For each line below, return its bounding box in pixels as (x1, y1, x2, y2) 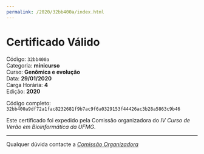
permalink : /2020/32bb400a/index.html (6, 9, 104, 15)
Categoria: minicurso (6, 61, 60, 69)
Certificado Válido (6, 35, 100, 49)
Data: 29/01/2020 (6, 74, 52, 82)
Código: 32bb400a (6, 55, 50, 63)
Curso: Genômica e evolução (6, 68, 81, 75)
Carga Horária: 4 (6, 81, 49, 88)
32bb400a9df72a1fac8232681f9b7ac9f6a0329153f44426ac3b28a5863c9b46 (6, 106, 181, 112)
